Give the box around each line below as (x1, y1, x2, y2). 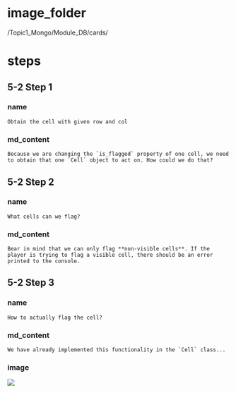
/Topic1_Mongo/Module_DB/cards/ (7, 28, 108, 37)
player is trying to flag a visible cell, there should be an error (7, 252, 213, 259)
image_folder (7, 5, 87, 21)
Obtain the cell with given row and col (7, 118, 129, 125)
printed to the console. (7, 258, 81, 265)
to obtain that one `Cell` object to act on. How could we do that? (7, 157, 213, 164)
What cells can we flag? (7, 213, 81, 220)
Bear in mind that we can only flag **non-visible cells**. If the (7, 246, 211, 253)
